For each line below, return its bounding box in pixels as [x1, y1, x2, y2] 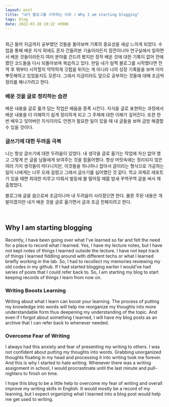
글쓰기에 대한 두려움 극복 [5, 138, 62, 145]
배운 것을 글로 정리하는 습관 [5, 93, 68, 100]
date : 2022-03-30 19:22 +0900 [5, 21, 69, 27]
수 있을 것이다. [5, 124, 34, 130]
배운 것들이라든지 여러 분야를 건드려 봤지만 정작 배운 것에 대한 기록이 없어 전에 [10, 54, 164, 60]
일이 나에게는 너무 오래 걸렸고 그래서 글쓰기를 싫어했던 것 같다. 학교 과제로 [5, 169, 150, 175]
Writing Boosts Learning [5, 287, 66, 294]
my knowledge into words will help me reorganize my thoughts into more [5, 303, 156, 310]
